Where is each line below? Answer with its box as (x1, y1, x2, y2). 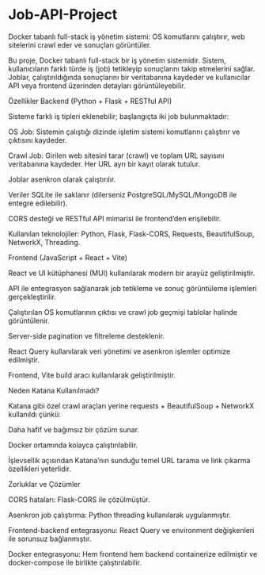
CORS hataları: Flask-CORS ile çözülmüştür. (8, 494, 150, 504)
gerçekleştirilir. (8, 292, 57, 301)
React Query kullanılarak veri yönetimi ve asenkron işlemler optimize (8, 347, 231, 356)
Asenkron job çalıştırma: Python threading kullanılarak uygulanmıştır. (8, 510, 232, 519)
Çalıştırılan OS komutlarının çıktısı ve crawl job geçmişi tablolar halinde (8, 307, 237, 316)
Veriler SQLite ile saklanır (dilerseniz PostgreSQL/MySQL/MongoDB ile (8, 190, 237, 199)
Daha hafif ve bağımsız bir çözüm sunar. (8, 424, 140, 434)
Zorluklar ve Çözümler (8, 479, 81, 489)
